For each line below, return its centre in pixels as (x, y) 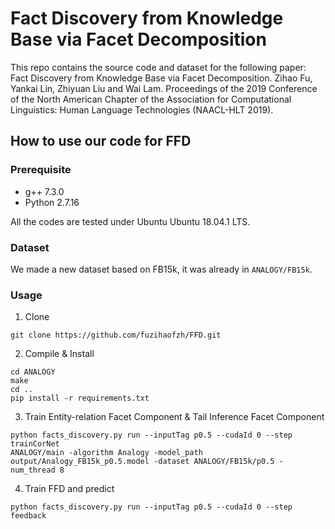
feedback (28, 516)
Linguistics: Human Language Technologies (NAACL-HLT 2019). (142, 109)
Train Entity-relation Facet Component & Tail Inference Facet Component (174, 417)
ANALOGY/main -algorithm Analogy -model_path (106, 453)
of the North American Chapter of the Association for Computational (151, 99)
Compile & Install (59, 354)
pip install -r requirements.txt (80, 398)
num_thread (33, 470)
